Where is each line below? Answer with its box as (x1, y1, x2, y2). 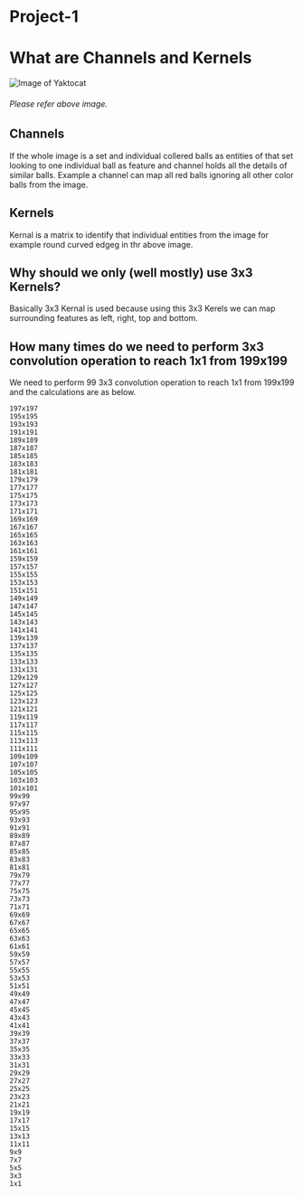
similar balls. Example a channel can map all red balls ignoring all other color (9, 169, 294, 180)
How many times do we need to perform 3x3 (9, 339, 264, 354)
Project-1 (9, 6, 79, 27)
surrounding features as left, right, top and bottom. (9, 313, 199, 324)
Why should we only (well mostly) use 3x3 (9, 265, 253, 280)
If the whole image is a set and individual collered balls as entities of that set (9, 150, 294, 161)
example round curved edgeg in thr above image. (9, 239, 194, 250)
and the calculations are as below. (9, 387, 137, 398)
